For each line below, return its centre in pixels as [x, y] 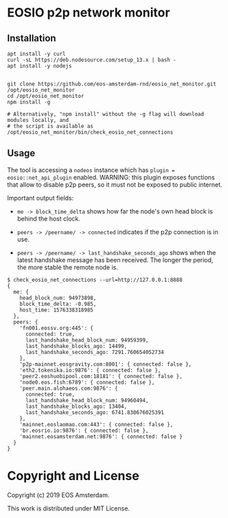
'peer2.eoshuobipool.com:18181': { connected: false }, [101, 376]
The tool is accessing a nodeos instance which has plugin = [91, 169]
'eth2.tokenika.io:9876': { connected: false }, [90, 370]
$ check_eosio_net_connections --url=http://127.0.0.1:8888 [95, 280]
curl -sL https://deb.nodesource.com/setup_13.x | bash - [92, 60]
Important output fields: [41, 198]
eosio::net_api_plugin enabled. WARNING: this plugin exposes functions [111, 177]
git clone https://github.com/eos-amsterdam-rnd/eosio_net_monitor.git [112, 84]
